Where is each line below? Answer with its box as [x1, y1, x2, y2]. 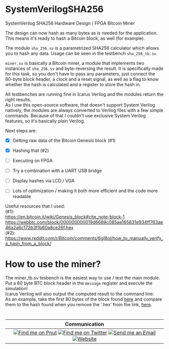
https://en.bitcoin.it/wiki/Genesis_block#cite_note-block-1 [5, 214, 125, 220]
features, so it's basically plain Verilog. [5, 118, 86, 124]
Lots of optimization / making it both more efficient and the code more [12, 188, 158, 194]
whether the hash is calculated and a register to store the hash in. [5, 81, 141, 88]
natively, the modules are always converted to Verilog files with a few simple [5, 107, 163, 113]
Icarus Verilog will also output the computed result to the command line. [5, 291, 154, 297]
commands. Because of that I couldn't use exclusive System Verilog [5, 112, 146, 119]
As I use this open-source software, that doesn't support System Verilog [5, 102, 155, 108]
